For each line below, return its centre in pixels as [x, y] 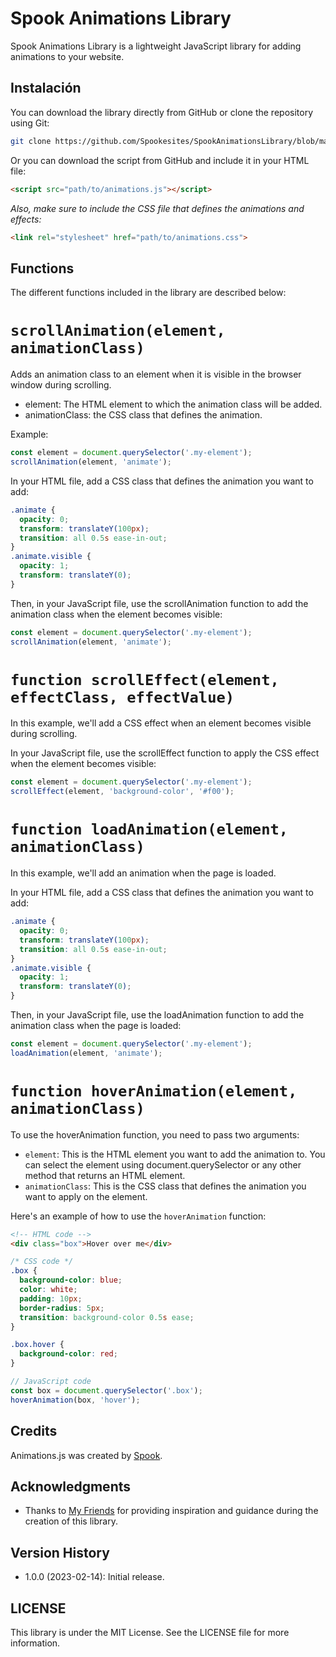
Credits [34, 1431]
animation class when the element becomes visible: [116, 614]
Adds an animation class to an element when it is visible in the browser [156, 374]
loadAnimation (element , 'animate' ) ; [86, 1053]
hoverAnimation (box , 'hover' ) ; [75, 1400]
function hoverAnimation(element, [154, 1091]
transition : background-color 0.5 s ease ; [107, 1317]
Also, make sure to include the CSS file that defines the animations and [157, 208]
